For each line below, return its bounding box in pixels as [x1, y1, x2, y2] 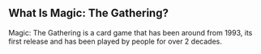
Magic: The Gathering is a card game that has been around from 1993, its [8, 27, 253, 37]
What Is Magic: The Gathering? [8, 6, 169, 20]
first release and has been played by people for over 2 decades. [8, 36, 223, 46]
